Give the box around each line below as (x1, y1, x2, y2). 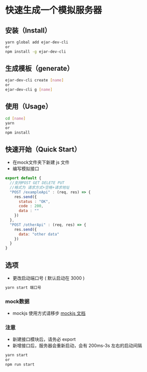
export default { (5, 176, 42, 181)
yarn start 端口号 (5, 285, 42, 290)
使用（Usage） (5, 102, 53, 111)
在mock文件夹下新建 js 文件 (12, 159, 70, 166)
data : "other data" (18, 231, 59, 236)
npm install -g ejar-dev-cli (5, 49, 66, 54)
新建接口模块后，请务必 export (12, 336, 76, 342)
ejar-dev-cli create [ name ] (5, 78, 64, 83)
